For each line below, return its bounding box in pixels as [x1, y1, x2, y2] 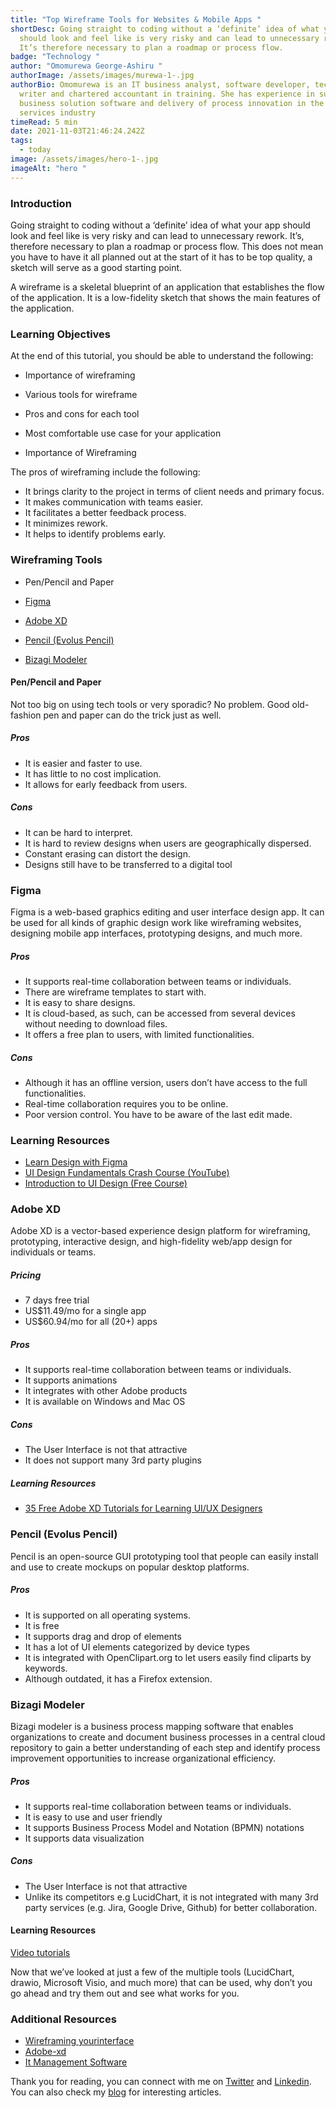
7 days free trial [24, 1294, 90, 1306]
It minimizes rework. [24, 517, 109, 530]
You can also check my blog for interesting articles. [10, 2086, 222, 2098]
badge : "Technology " [10, 52, 101, 62]
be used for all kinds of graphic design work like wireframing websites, [10, 916, 302, 928]
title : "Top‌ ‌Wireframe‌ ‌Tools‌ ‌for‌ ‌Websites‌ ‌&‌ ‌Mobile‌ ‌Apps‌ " [10, 14, 262, 25]
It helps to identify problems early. [24, 528, 167, 540]
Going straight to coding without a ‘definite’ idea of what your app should [10, 219, 311, 231]
